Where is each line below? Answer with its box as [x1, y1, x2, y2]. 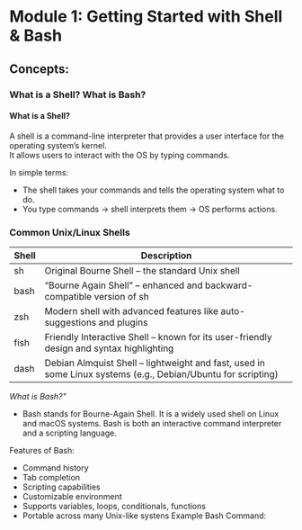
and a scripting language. [22, 427, 117, 438]
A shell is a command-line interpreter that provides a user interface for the [9, 130, 285, 141]
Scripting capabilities [22, 481, 101, 492]
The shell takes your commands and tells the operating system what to [22, 184, 285, 195]
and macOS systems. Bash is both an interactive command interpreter [22, 418, 282, 428]
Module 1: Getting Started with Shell [9, 6, 283, 27]
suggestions [44, 317, 97, 328]
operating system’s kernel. [9, 139, 108, 150]
